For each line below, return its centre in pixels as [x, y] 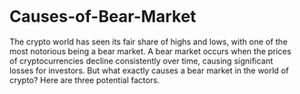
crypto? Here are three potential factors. [85, 80]
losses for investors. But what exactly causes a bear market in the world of [149, 70]
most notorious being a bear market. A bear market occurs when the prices [150, 51]
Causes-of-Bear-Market [103, 17]
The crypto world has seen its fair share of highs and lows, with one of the [149, 42]
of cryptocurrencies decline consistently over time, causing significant [141, 61]
